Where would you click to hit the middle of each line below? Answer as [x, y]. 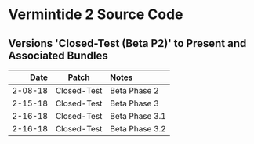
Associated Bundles [58, 55]
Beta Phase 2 [134, 90]
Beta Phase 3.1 [138, 116]
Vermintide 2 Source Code [96, 14]
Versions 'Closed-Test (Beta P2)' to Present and [127, 43]
